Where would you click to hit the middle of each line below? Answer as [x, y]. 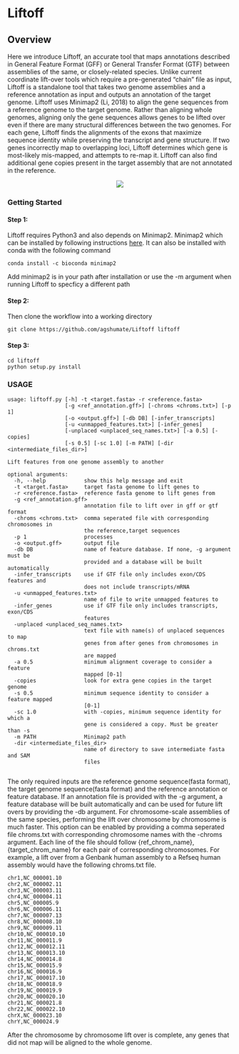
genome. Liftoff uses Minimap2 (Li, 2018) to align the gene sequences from [118, 102]
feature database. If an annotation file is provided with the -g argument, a [115, 796]
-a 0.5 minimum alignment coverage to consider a [113, 662]
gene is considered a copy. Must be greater [151, 724]
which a [19, 718]
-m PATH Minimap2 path [70, 737]
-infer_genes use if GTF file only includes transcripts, [116, 606]
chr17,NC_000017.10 [36, 978]
